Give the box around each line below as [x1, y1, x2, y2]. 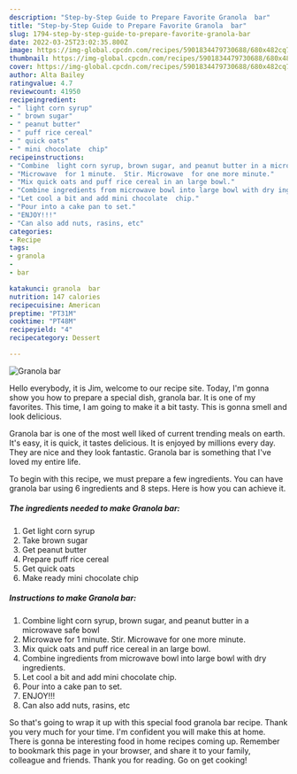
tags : [9, 244, 29, 252]
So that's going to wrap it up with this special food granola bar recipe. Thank [9, 716, 288, 727]
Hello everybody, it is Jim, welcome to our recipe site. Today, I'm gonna [9, 383, 270, 393]
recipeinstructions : [9, 152, 86, 162]
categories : [9, 227, 53, 236]
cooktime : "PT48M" [9, 317, 77, 326]
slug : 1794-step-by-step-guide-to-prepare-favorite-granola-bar [9, 29, 251, 38]
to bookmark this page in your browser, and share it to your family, [9, 745, 251, 755]
